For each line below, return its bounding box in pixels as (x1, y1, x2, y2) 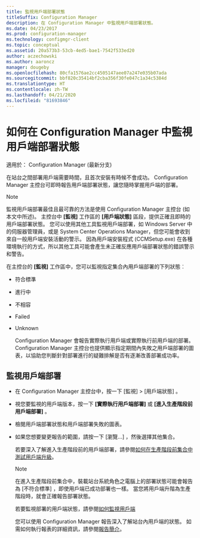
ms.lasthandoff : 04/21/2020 (6, 92, 76, 98)
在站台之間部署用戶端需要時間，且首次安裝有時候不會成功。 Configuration (6, 174, 188, 181)
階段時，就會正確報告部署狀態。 (14, 493, 94, 500)
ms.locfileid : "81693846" (6, 97, 70, 103)
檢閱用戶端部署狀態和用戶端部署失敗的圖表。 (14, 420, 125, 428)
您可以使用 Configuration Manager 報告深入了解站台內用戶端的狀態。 (14, 518, 185, 525)
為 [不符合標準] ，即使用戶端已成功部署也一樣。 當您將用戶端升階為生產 (14, 485, 191, 493)
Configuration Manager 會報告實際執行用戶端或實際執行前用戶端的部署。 (14, 337, 194, 344)
